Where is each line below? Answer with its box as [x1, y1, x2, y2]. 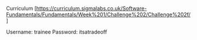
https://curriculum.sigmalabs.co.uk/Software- [36, 5, 147, 12]
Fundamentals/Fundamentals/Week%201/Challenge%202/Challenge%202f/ [6, 11, 191, 18]
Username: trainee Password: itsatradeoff [6, 28, 108, 35]
